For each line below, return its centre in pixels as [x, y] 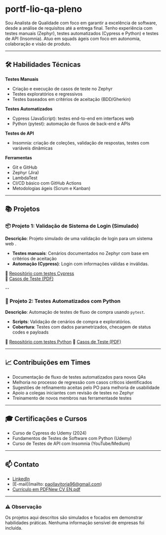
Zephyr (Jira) [26, 172]
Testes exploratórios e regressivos [47, 94]
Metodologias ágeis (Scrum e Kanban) [51, 188]
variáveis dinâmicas [32, 148]
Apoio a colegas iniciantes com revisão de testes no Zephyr [73, 392]
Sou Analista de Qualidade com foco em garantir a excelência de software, [81, 23]
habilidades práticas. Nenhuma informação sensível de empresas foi [75, 523]
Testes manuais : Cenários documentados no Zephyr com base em [81, 253]
